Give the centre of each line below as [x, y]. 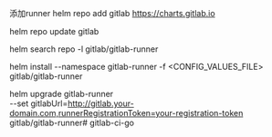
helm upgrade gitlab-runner [62, 94]
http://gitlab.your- [100, 103]
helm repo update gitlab [54, 31]
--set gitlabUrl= [39, 103]
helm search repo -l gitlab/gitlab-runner [84, 49]
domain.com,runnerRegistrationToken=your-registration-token [126, 113]
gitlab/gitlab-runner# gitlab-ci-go [72, 122]
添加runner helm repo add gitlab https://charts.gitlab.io [113, 13]
